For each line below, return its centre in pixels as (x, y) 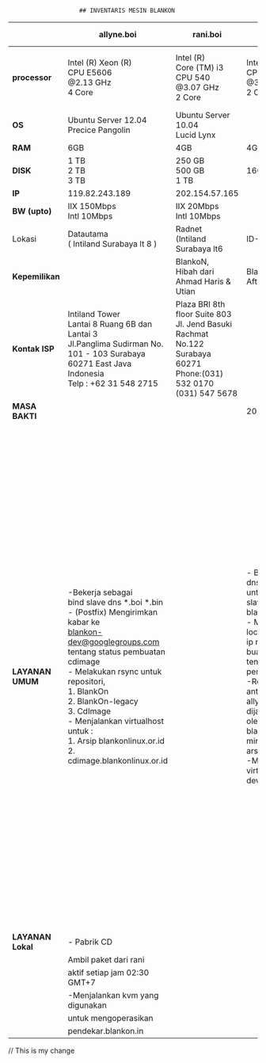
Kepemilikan (36, 276)
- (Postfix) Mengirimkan (113, 612)
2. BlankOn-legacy (103, 701)
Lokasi (25, 239)
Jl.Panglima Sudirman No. (116, 344)
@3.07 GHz (198, 88)
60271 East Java (100, 364)
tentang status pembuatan (117, 652)
